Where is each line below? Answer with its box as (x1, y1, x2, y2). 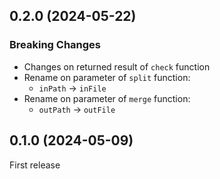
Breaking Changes (9, 38, 102, 52)
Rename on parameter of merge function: (23, 92, 191, 104)
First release (9, 159, 61, 171)
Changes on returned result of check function (23, 60, 211, 73)
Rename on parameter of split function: (23, 71, 191, 83)
